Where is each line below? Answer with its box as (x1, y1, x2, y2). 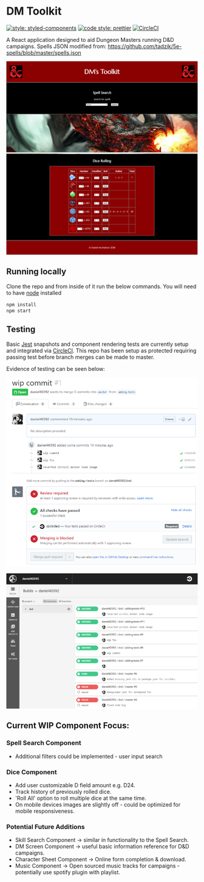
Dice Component (6, 768, 58, 776)
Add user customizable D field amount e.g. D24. (15, 781, 135, 788)
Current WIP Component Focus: (6, 720, 129, 731)
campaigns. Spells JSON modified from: (6, 43, 107, 50)
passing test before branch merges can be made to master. (6, 353, 155, 360)
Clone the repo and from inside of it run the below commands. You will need (6, 283, 197, 290)
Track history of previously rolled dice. (15, 788, 112, 795)
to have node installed (6, 289, 62, 296)
